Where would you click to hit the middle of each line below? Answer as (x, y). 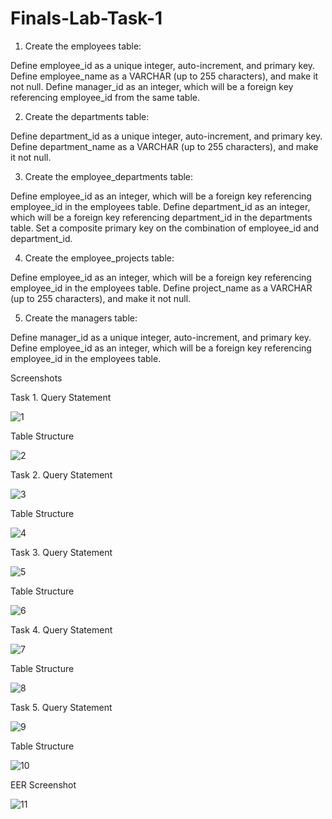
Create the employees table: (83, 46)
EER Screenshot (43, 784)
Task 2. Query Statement (61, 474)
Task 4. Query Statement (61, 629)
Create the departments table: (87, 116)
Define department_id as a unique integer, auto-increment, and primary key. (166, 136)
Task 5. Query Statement (61, 707)
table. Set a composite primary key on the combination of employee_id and (165, 228)
